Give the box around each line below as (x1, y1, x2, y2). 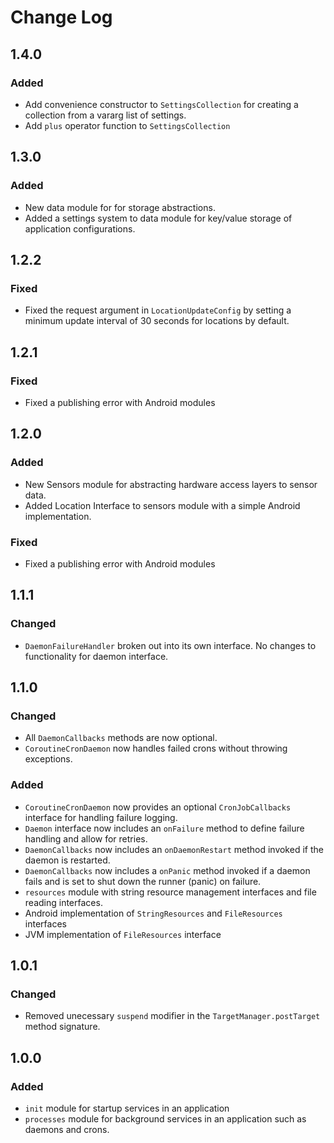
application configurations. (24, 222, 136, 235)
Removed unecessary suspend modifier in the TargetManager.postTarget (24, 1010, 321, 1022)
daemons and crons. (24, 1123, 110, 1135)
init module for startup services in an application (24, 1102, 230, 1114)
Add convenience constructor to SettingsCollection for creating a (24, 98, 299, 110)
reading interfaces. (24, 896, 103, 908)
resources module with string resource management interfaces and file (24, 886, 317, 898)
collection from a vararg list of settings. (24, 109, 187, 121)
